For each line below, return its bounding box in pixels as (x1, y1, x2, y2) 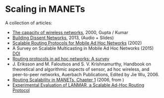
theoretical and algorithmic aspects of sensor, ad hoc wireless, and (12, 66, 150, 72)
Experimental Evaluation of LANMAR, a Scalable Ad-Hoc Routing (12, 82, 145, 88)
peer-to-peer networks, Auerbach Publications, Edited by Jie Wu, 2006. (12, 71, 160, 77)
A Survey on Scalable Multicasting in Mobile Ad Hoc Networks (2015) (12, 45, 154, 51)
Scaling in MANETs (5, 3, 85, 15)
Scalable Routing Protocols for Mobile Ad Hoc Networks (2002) (12, 40, 142, 46)
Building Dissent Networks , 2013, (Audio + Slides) (12, 35, 114, 41)
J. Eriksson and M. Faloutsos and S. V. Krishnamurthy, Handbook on (12, 61, 151, 67)
